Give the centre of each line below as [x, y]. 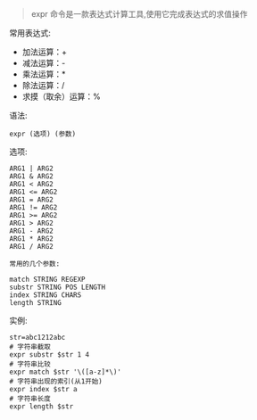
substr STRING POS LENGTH [57, 287]
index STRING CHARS [46, 295]
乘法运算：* [44, 74]
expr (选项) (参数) [43, 134]
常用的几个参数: [35, 264]
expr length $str [41, 407]
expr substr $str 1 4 [50, 355]
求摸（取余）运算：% [61, 96]
